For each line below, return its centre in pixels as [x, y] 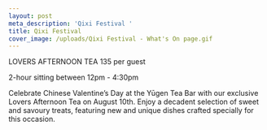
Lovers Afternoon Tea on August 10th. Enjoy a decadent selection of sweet [133, 102]
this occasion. [32, 119]
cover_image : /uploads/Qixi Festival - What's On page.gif [111, 39]
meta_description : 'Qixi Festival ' [70, 24]
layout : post [31, 16]
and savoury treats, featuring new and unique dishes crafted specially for [131, 110]
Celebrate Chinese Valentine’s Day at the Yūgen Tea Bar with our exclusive [133, 93]
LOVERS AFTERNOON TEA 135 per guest [77, 62]
